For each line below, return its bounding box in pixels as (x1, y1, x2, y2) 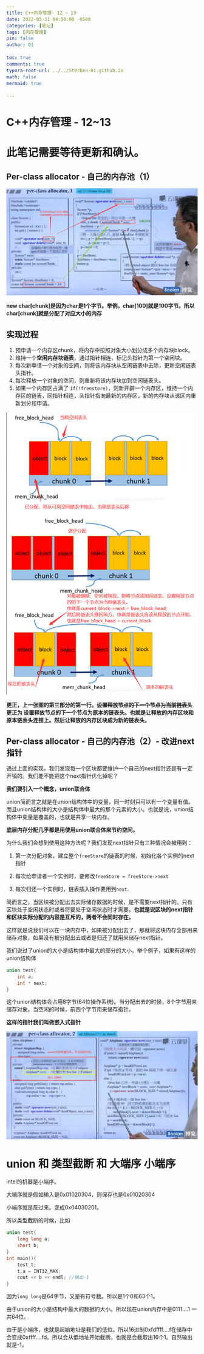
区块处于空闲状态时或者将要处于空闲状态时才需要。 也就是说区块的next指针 (6, 905, 194, 913)
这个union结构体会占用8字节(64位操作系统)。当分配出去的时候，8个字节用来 (6, 998, 197, 1005)
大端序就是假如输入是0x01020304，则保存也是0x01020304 (6, 1191, 155, 1199)
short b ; (17, 1242, 39, 1249)
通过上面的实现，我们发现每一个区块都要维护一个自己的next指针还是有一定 (6, 764, 193, 772)
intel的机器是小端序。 (6, 1178, 59, 1185)
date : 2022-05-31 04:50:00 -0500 (6, 16, 91, 22)
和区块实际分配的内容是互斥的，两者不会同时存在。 (6, 913, 134, 920)
